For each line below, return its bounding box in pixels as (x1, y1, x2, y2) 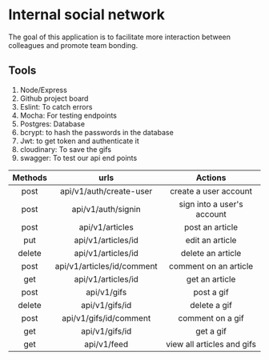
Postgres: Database (19, 118, 86, 129)
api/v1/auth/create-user (59, 186, 153, 197)
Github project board (19, 94, 89, 103)
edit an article (185, 234, 237, 246)
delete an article (180, 247, 242, 258)
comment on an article (168, 260, 254, 271)
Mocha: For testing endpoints (19, 110, 118, 120)
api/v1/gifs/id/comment (61, 312, 151, 323)
